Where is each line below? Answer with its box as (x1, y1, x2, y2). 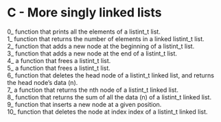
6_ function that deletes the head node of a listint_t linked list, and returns (7, 71, 215, 80)
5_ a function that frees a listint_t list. (7, 64, 111, 72)
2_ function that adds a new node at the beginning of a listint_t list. (7, 42, 195, 50)
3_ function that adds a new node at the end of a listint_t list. (7, 49, 177, 58)
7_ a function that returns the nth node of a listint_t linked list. (7, 86, 178, 94)
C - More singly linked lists (7, 5, 162, 21)
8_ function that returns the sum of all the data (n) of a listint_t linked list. (7, 93, 211, 101)
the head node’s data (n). (7, 78, 78, 86)
